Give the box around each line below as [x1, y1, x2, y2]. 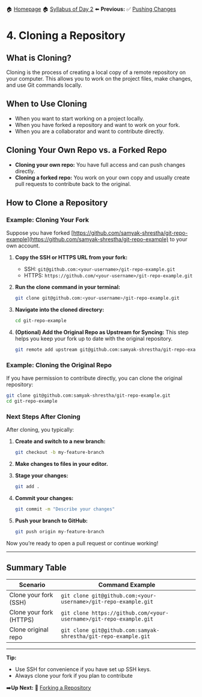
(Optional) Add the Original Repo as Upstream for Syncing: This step [14, 329, 189, 336]
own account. [6, 242, 40, 249]
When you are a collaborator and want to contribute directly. [14, 128, 164, 135]
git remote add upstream [14, 347, 78, 353]
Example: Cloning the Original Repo [6, 361, 112, 369]
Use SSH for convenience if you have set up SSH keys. [14, 665, 151, 673]
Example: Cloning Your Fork [6, 215, 89, 224]
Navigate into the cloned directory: [14, 306, 105, 314]
